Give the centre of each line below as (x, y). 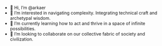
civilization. (21, 39)
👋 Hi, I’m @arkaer (28, 8)
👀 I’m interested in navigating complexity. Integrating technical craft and (83, 13)
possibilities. (23, 29)
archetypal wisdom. (30, 18)
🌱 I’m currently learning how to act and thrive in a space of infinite (78, 23)
